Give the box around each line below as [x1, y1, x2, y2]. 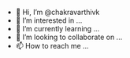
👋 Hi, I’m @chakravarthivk [15, 8, 100, 16]
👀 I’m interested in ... [15, 16, 83, 25]
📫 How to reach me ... [15, 42, 89, 50]
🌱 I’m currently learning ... [15, 24, 100, 33]
